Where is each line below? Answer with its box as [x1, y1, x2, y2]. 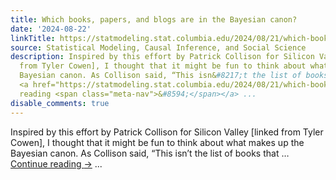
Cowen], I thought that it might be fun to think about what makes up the [10, 136, 305, 148]
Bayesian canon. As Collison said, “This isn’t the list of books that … [10, 147, 290, 159]
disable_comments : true [10, 98, 110, 108]
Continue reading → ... [10, 157, 103, 170]
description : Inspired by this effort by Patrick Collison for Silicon [10, 52, 315, 62]
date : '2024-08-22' [10, 24, 92, 34]
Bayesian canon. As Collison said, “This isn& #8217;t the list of [19, 71, 302, 81]
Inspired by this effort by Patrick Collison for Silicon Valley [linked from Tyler [10, 126, 324, 138]
